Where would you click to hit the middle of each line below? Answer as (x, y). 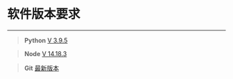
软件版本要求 (44, 14)
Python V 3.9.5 (46, 40)
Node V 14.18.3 (45, 53)
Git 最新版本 (42, 68)
